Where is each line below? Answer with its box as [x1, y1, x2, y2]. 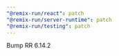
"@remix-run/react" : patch [6, 10, 84, 17]
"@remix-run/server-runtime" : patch [6, 16, 112, 23]
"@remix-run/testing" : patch [6, 23, 91, 29]
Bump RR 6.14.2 [6, 42, 51, 50]
